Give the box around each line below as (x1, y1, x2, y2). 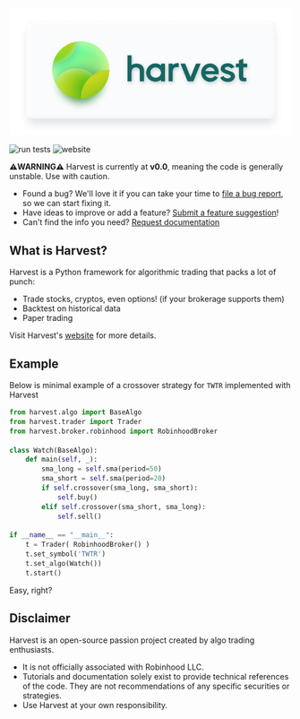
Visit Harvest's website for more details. (9, 330, 157, 341)
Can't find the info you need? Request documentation (21, 217, 220, 228)
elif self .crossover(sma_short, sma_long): (41, 502, 206, 511)
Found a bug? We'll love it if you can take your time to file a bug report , (21, 188, 284, 199)
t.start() (25, 568, 63, 577)
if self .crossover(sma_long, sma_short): (41, 483, 199, 493)
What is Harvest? (9, 243, 107, 258)
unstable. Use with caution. (9, 171, 110, 182)
